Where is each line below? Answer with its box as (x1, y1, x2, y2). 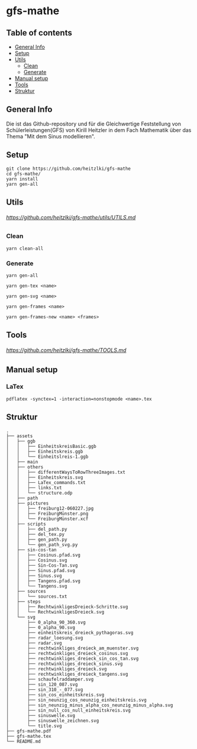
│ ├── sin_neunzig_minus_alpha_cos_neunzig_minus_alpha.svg (6, 702, 173, 708)
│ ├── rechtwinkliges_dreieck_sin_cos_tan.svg (6, 656, 139, 661)
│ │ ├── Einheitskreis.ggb (6, 448, 83, 454)
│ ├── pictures (6, 500, 49, 506)
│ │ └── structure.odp (6, 490, 73, 496)
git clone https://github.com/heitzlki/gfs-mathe (6, 166, 131, 172)
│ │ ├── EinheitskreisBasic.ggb (6, 443, 96, 449)
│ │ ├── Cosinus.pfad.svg (6, 552, 81, 558)
